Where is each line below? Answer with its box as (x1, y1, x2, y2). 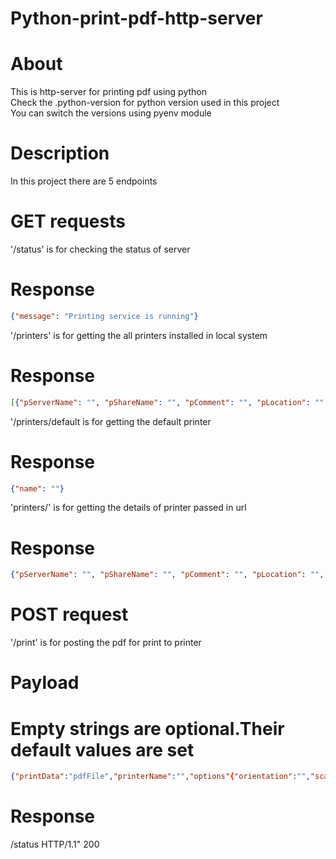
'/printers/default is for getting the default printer (10, 415, 212, 427)
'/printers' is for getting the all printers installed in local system (10, 329, 268, 341)
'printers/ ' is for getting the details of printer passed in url (10, 502, 247, 514)
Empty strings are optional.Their (10, 717, 285, 740)
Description (10, 142, 110, 165)
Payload (10, 672, 80, 694)
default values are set (10, 738, 195, 761)
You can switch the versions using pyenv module (10, 107, 212, 119)
